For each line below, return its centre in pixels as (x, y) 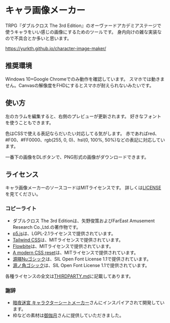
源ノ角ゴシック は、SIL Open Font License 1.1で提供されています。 (81, 265)
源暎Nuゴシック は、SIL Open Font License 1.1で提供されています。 (82, 259)
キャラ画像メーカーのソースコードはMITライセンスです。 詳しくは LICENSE (83, 188)
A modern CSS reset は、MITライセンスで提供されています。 (75, 252)
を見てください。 (23, 194)
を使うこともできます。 (30, 122)
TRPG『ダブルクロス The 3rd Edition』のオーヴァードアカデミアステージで (83, 25)
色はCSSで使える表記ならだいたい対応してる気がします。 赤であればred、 (82, 133)
